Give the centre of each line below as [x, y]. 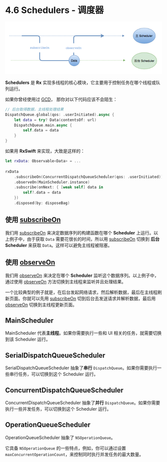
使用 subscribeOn [33, 220]
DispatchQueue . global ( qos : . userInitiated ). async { [60, 115]
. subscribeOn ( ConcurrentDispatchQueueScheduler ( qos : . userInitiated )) [89, 177]
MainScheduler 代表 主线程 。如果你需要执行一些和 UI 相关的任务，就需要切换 [83, 333]
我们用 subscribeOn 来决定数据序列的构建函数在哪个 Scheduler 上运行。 [80, 232]
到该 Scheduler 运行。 [28, 340]
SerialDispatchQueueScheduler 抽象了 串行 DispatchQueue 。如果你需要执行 [81, 368]
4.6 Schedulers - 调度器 [55, 10]
